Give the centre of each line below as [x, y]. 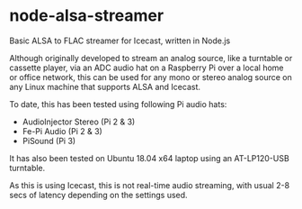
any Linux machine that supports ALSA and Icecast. [105, 86]
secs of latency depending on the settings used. [98, 195]
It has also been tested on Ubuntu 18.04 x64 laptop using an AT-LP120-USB [149, 158]
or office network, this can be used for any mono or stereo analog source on [151, 77]
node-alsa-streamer [87, 16]
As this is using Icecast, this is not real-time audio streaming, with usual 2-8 [150, 185]
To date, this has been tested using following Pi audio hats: [118, 104]
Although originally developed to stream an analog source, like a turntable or [151, 58]
